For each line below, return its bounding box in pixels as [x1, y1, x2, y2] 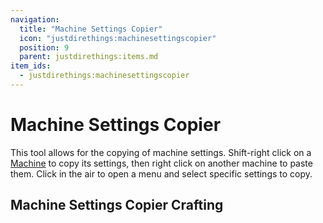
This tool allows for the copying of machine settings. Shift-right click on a [10, 146, 312, 158]
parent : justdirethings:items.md [19, 52, 159, 62]
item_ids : [10, 61, 52, 71]
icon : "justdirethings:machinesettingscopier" [19, 33, 217, 43]
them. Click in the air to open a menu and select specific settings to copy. [10, 167, 313, 180]
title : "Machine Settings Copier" [19, 24, 163, 34]
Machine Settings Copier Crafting [10, 197, 224, 214]
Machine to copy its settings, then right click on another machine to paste [10, 157, 313, 169]
